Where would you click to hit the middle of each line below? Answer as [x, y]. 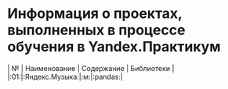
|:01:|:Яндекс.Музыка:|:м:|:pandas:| [65, 77]
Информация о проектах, [95, 14]
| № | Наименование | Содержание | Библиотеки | [91, 68]
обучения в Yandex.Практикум [114, 47]
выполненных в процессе [96, 30]
